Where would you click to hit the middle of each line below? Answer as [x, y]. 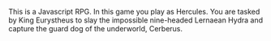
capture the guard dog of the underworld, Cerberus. [96, 29]
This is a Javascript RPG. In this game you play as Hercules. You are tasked [134, 12]
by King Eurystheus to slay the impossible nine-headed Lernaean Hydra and [136, 20]
